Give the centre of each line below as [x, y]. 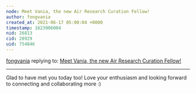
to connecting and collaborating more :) [54, 84]
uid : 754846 [20, 44]
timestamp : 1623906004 [34, 28]
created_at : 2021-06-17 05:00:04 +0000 [55, 22]
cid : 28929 [19, 39]
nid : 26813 [19, 33]
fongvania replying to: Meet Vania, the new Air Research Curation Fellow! [94, 61]
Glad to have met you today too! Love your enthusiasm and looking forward [97, 77]
